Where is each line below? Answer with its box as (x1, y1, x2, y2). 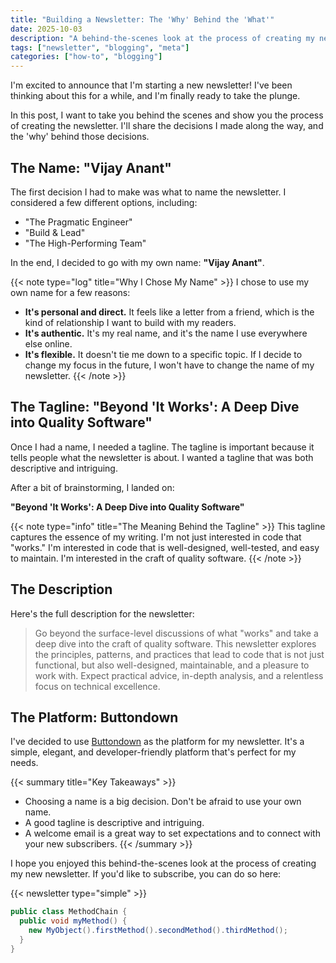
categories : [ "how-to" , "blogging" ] (10, 52, 163, 62)
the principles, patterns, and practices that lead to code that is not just (34, 648, 325, 660)
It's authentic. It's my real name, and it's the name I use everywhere (24, 327, 308, 339)
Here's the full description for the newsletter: (10, 607, 195, 620)
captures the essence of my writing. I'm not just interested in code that (10, 531, 302, 543)
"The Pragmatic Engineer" (24, 216, 133, 228)
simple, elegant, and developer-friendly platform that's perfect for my (10, 746, 297, 758)
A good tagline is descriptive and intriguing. (24, 817, 205, 829)
